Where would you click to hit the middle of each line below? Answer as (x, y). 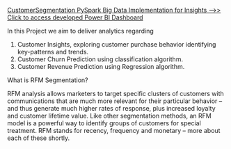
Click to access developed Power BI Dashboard (75, 17)
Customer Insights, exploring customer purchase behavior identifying (117, 44)
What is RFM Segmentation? (48, 80)
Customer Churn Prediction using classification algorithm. (100, 59)
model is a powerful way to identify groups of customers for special (104, 123)
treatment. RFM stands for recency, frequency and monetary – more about (114, 131)
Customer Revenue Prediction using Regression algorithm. (101, 66)
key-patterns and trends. (53, 52)
